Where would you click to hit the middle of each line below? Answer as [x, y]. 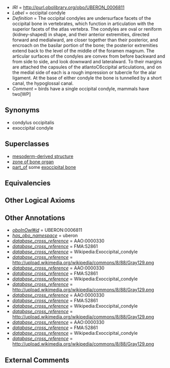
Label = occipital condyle [39, 13]
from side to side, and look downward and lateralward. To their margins [87, 62]
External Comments [37, 360]
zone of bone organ [33, 162]
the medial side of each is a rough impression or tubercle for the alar [84, 72]
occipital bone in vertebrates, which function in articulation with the [83, 23]
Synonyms [22, 110]
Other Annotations [35, 218]
